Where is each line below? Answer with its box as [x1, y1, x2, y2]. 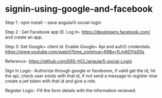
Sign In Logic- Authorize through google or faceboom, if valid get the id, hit [5, 67, 156, 74]
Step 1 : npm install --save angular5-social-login [5, 20, 101, 25]
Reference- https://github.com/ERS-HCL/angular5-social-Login [5, 58, 132, 64]
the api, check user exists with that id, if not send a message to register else [5, 73, 158, 78]
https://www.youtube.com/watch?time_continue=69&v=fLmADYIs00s [5, 49, 144, 55]
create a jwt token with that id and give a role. [5, 78, 96, 84]
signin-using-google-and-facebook [5, 3, 153, 15]
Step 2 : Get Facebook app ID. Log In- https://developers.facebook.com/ [5, 29, 150, 35]
